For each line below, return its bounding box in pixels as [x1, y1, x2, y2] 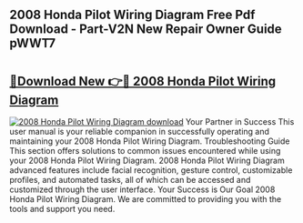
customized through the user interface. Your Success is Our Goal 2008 [9, 184, 276, 195]
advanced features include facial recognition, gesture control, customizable [9, 165, 293, 176]
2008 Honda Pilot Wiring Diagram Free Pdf [9, 7, 256, 23]
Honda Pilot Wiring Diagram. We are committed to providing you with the [9, 194, 282, 204]
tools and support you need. [9, 204, 116, 214]
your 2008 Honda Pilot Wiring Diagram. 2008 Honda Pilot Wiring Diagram [9, 155, 285, 166]
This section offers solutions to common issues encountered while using [9, 146, 281, 156]
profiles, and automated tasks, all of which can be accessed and [9, 175, 251, 185]
